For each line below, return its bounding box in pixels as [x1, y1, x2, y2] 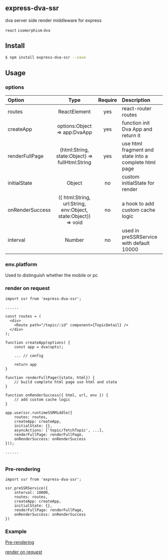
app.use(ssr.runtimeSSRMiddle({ [5, 410, 72, 415]
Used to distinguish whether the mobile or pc [5, 272, 98, 278]
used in [121, 227, 139, 234]
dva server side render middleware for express [5, 17, 102, 23]
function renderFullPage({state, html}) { [5, 375, 95, 380]
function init [121, 120, 150, 127]
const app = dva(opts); [14, 344, 64, 350]
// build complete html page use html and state [14, 379, 117, 385]
